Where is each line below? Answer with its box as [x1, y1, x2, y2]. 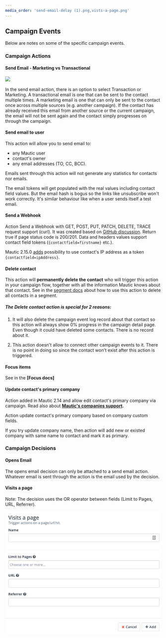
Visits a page [5, 485, 33, 491]
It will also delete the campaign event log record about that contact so [12, 316, 155, 323]
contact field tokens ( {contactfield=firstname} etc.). [5, 239, 113, 245]
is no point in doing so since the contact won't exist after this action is [12, 347, 155, 353]
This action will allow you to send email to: [5, 140, 92, 146]
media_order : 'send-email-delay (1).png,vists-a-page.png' [5, 8, 130, 13]
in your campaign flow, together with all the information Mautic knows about [5, 282, 161, 288]
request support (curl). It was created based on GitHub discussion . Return [5, 229, 156, 235]
